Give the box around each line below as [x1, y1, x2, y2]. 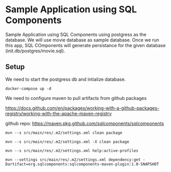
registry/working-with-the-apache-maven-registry [5, 110, 112, 116]
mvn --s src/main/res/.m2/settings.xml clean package [5, 130, 123, 135]
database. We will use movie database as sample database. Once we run [5, 37, 160, 43]
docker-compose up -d [5, 86, 52, 91]
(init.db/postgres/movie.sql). [5, 48, 66, 54]
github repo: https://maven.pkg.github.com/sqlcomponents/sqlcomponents [5, 120, 164, 126]
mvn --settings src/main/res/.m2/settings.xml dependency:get [5, 157, 141, 162]
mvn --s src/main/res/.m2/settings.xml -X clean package [5, 139, 130, 144]
